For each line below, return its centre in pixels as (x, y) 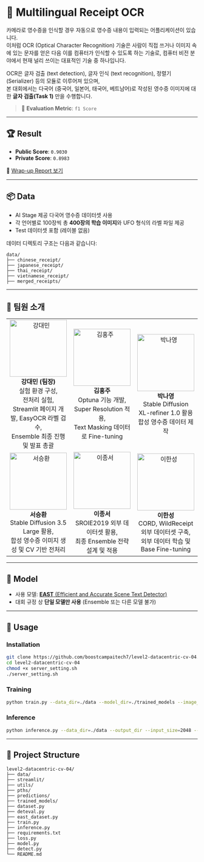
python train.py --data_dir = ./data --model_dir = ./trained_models (90, 702)
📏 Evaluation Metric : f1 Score (59, 108)
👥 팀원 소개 (26, 307)
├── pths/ (19, 790)
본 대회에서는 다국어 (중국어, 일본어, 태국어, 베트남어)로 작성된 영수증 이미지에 (98, 88)
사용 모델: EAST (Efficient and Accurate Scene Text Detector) (91, 595)
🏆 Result (24, 134)
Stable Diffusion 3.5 (38, 523)
